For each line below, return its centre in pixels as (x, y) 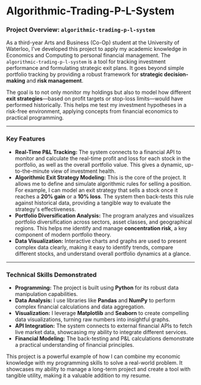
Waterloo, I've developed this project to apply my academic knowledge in (97, 49)
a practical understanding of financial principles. (74, 345)
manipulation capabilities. (46, 294)
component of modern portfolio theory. (63, 234)
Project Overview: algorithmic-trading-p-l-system (81, 30)
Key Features (26, 139)
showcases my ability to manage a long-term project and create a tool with (98, 369)
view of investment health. (83, 171)
